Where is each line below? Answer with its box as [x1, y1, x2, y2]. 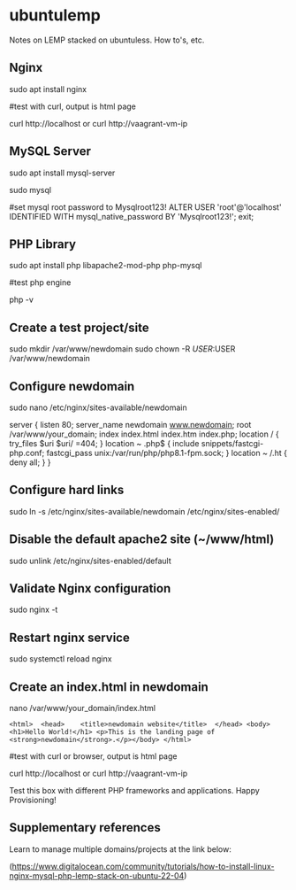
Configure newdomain [9, 378, 135, 394]
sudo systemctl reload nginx [9, 654, 112, 664]
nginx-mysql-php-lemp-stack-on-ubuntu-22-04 [9, 870, 185, 881]
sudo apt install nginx [9, 83, 87, 94]
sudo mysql [9, 184, 51, 195]
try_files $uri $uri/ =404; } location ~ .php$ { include [9, 438, 200, 448]
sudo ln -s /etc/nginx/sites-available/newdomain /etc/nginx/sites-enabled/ [9, 506, 280, 516]
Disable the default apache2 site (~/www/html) [9, 532, 275, 547]
